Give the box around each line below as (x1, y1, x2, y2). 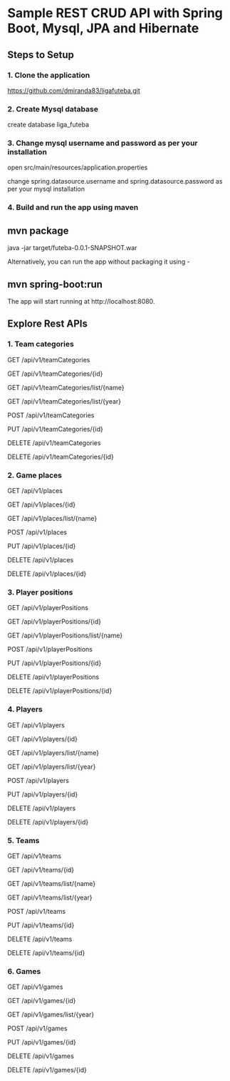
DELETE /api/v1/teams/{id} (7, 948, 85, 957)
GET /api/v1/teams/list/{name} (7, 879, 96, 887)
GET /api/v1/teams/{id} (7, 865, 75, 874)
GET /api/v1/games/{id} (7, 997, 76, 1005)
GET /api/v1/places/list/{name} (7, 514, 98, 522)
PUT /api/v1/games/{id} (7, 1038, 77, 1047)
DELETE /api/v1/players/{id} (7, 817, 89, 826)
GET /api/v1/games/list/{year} (7, 1010, 95, 1019)
